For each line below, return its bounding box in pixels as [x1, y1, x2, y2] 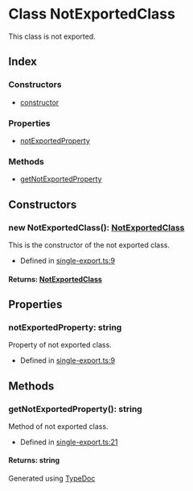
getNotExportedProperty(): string [8, 403, 142, 414]
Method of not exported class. [8, 421, 109, 431]
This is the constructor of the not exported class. [8, 239, 170, 250]
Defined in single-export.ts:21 [19, 437, 118, 447]
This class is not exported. [8, 31, 96, 41]
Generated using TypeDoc [8, 473, 96, 484]
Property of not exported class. [8, 340, 113, 350]
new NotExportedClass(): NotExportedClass [8, 222, 185, 233]
